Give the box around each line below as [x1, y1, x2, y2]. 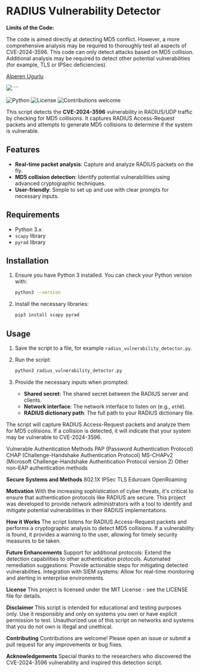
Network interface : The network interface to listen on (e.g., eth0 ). [23, 402, 186, 410]
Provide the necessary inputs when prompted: [14, 379, 129, 386]
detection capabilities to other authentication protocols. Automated [6, 555, 171, 562]
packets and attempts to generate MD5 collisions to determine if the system [6, 121, 193, 128]
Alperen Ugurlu [6, 72, 44, 80]
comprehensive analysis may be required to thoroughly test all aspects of [6, 42, 187, 49]
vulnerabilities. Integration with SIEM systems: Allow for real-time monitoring [6, 568, 195, 575]
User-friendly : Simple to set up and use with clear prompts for [14, 186, 169, 193]
